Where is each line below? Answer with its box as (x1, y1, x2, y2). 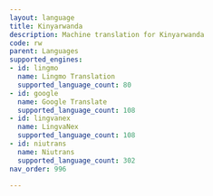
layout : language (9, 13, 75, 23)
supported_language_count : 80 (17, 80, 131, 89)
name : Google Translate (17, 97, 107, 107)
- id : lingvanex (9, 114, 71, 123)
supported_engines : (9, 55, 83, 64)
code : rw (9, 38, 43, 48)
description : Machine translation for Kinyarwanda (9, 30, 205, 39)
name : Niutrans (17, 147, 75, 156)
